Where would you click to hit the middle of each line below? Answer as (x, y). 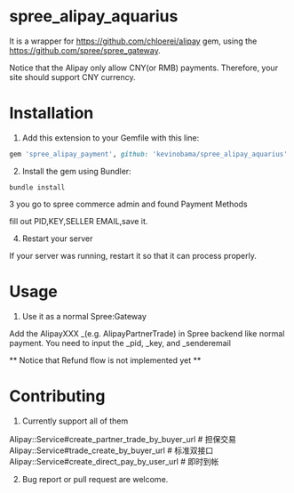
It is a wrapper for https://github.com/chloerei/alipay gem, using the (133, 41)
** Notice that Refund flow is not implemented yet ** (105, 360)
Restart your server (57, 238)
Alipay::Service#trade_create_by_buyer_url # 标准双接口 (111, 450)
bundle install (37, 187)
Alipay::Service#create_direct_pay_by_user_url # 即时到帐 (114, 461)
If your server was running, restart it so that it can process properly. (133, 255)
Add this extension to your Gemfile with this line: (111, 137)
